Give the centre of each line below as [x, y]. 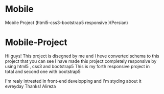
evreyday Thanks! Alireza [31, 86]
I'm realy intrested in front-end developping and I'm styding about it [73, 81]
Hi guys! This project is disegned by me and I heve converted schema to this [82, 56]
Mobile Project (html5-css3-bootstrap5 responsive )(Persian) [67, 23]
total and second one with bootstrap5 [43, 71]
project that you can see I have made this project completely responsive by [81, 61]
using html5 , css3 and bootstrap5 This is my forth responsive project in [78, 66]
